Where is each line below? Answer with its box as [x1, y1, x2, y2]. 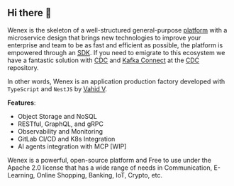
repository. [7, 63, 39, 71]
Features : [7, 98, 36, 107]
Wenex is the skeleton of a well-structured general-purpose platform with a [7, 25, 228, 34]
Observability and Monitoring [17, 127, 104, 135]
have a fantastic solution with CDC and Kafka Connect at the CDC [7, 56, 200, 64]
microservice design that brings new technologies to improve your [7, 33, 201, 42]
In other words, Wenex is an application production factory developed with [7, 77, 225, 86]
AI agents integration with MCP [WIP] [17, 142, 127, 151]
